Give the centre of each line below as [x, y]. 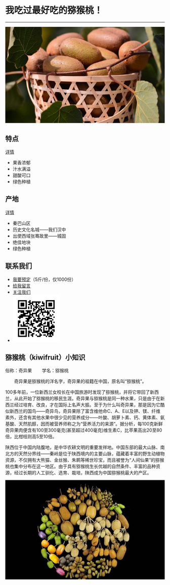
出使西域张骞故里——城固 [39, 236]
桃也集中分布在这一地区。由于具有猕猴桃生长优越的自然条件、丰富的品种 [80, 466]
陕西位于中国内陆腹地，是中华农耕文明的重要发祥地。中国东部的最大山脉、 [83, 447]
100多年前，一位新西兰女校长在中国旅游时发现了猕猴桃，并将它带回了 [78, 392]
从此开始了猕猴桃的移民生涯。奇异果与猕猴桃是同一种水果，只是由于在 [87, 399]
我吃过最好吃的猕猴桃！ [54, 10]
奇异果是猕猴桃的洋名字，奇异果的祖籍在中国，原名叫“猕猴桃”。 [80, 381]
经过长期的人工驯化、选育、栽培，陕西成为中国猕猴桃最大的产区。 [83, 473]
